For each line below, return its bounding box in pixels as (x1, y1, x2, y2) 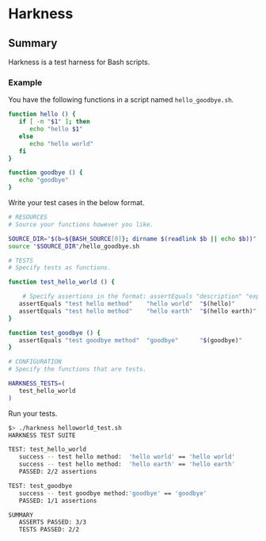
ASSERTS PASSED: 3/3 (18, 518, 87, 527)
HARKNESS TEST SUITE (8, 431, 77, 440)
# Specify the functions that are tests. (8, 365, 147, 373)
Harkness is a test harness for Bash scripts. (8, 57, 150, 67)
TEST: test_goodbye (8, 482, 73, 490)
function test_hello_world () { (8, 278, 115, 286)
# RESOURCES (8, 213, 47, 222)
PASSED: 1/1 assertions (18, 497, 97, 505)
